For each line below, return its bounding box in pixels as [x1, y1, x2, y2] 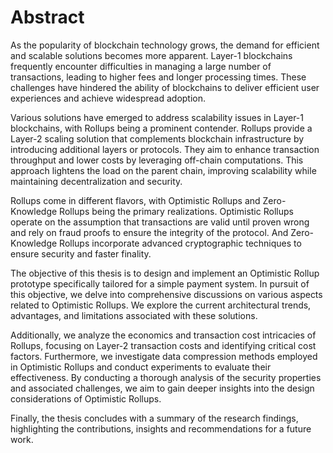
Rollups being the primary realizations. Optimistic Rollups [59, 205, 294, 217]
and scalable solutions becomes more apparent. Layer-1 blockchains [10, 49, 293, 61]
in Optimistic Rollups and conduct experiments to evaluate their [10, 361, 272, 373]
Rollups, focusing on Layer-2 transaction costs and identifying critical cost [10, 339, 317, 351]
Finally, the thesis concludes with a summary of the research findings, [10, 412, 299, 424]
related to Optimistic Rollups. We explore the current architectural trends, [10, 299, 312, 311]
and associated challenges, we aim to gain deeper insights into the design [10, 382, 315, 394]
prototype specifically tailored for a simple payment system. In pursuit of [10, 277, 310, 290]
